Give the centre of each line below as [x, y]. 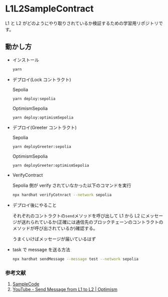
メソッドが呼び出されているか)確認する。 [55, 228]
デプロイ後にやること [34, 205]
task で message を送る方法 [41, 249]
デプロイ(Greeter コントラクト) [44, 128]
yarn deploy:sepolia [34, 99]
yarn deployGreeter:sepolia [42, 147]
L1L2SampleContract [49, 9]
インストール [26, 60]
